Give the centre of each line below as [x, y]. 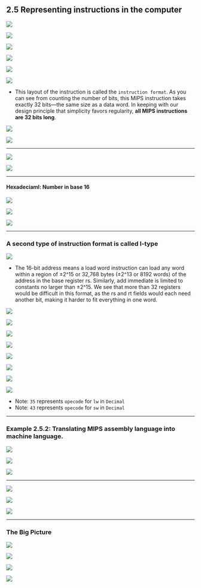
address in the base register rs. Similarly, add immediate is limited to [99, 281]
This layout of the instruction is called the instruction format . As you [100, 92]
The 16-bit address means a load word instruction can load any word [99, 268]
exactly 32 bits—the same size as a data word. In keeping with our [96, 104]
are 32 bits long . [35, 117]
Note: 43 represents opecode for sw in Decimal [70, 408]
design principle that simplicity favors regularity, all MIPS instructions [101, 111]
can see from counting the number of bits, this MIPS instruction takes [100, 98]
